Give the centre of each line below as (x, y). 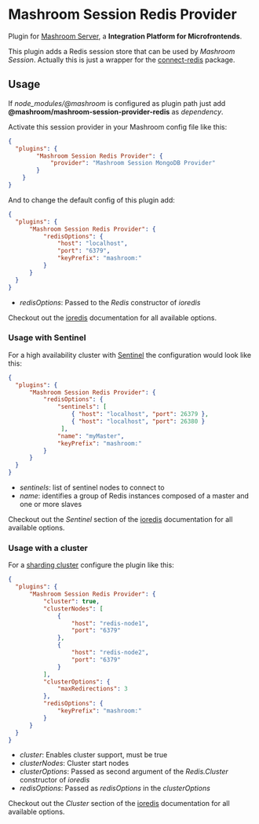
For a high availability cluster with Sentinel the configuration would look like (130, 355)
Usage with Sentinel (47, 337)
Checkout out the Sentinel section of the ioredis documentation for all (120, 520)
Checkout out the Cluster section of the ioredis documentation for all (119, 804)
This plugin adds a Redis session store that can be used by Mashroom (122, 51)
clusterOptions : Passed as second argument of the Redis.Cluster (124, 771)
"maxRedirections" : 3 (93, 689)
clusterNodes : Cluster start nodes (74, 764)
